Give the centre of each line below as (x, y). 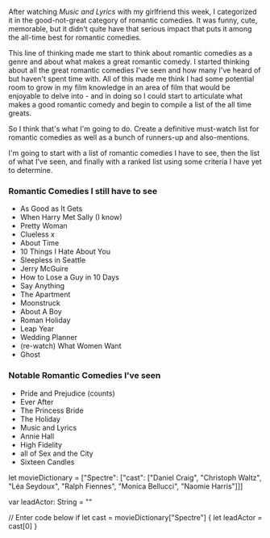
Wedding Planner (49, 338)
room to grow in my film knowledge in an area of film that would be (120, 87)
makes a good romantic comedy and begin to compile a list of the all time (130, 105)
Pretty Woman (44, 226)
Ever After (37, 401)
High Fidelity (41, 444)
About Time (39, 243)
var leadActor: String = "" (50, 502)
